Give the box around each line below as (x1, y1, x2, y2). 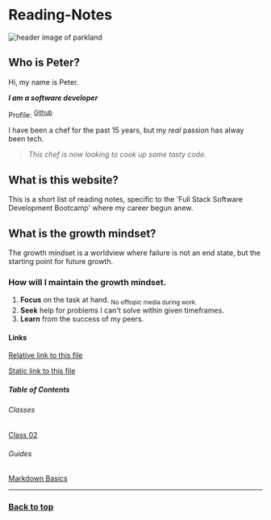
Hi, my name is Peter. (8, 77, 79, 86)
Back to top (8, 501, 54, 513)
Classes (8, 405, 35, 415)
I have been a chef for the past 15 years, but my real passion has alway (8, 125, 244, 135)
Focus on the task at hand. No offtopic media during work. (19, 295, 198, 307)
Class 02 (8, 430, 38, 439)
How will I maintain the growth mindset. (8, 276, 167, 287)
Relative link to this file (8, 350, 83, 360)
